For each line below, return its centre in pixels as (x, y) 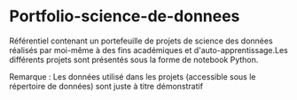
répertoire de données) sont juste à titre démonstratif (106, 86)
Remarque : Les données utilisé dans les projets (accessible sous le (133, 76)
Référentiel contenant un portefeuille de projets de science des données (141, 41)
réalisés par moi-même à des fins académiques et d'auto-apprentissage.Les (148, 50)
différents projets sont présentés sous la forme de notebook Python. (134, 59)
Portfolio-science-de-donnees (125, 16)
